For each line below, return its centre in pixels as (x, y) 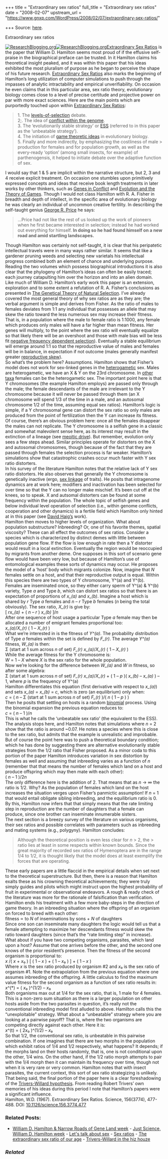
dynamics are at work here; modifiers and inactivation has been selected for (84, 484)
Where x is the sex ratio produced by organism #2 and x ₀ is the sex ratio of (82, 966)
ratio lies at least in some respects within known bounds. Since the (86, 845)
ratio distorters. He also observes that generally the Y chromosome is (77, 474)
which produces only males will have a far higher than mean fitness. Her (79, 325)
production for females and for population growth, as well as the (83, 147)
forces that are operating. (43, 861)
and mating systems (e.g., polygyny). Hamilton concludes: (65, 830)
